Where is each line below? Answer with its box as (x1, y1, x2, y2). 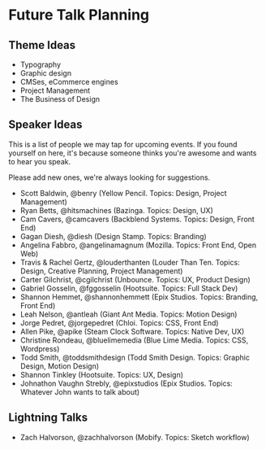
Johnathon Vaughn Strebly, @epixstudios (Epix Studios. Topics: (19, 378, 233, 388)
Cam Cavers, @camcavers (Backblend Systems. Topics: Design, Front (19, 214, 255, 224)
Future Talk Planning (8, 6, 150, 24)
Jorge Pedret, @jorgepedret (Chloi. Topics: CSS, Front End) (19, 317, 219, 327)
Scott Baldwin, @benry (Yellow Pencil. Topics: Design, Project (19, 188, 227, 198)
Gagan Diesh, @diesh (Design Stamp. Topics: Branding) (19, 231, 207, 241)
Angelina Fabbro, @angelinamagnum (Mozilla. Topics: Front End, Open (19, 240, 257, 250)
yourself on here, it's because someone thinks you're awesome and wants (8, 148, 257, 158)
